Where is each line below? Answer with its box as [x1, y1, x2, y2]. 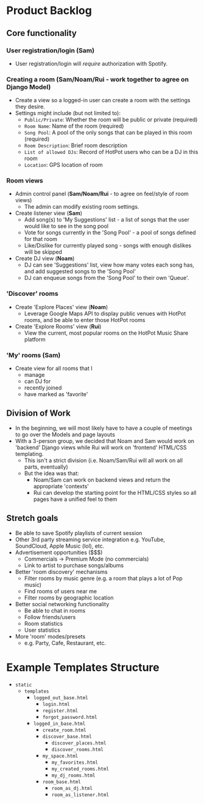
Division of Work [6, 408, 71, 419]
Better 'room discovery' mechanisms [15, 568, 108, 575]
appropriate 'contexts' [33, 482, 90, 490]
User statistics [24, 626, 61, 634]
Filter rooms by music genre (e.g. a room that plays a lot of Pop [24, 575, 183, 582]
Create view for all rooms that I [15, 365, 93, 372]
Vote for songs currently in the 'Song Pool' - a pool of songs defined [24, 229, 196, 236]
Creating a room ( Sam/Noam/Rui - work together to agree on [6, 75, 189, 83]
